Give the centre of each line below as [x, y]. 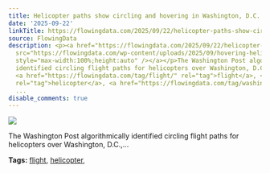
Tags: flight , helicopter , [47, 160]
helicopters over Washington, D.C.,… [69, 145]
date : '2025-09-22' [41, 23]
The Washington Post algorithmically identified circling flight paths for [124, 136]
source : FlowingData [43, 38]
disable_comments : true [48, 98]
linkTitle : [27, 31]
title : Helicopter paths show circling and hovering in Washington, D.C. [135, 16]
